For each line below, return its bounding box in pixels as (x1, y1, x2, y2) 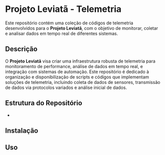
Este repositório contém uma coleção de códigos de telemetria (5, 20, 134, 26)
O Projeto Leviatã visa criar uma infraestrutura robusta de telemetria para (5, 58, 156, 64)
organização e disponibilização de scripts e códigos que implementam (5, 74, 150, 80)
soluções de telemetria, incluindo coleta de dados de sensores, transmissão (5, 79, 161, 85)
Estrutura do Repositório (5, 99, 83, 107)
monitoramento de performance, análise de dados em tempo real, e (5, 63, 143, 69)
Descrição (5, 45, 38, 53)
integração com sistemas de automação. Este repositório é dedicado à (5, 69, 150, 75)
